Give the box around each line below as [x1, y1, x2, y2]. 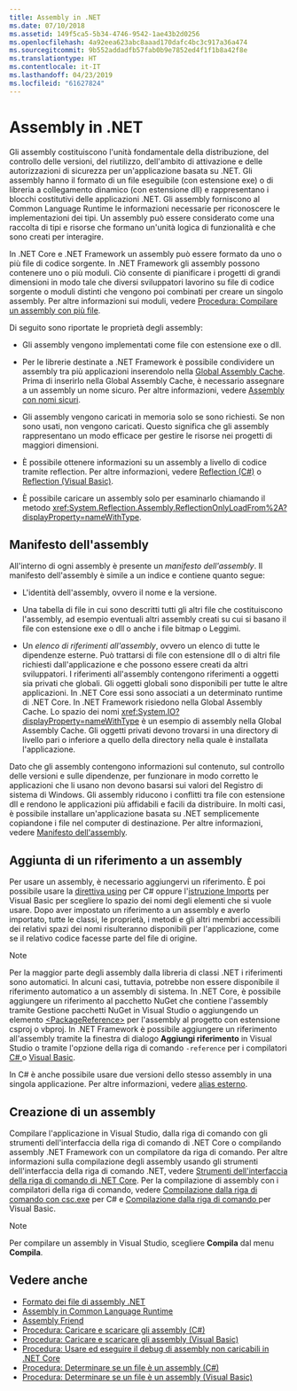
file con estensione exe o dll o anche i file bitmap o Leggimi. [21, 623, 241, 634]
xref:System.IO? [121, 707, 180, 717]
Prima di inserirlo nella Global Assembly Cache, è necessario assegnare [21, 375, 285, 386]
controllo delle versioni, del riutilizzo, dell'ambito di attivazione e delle [9, 156, 263, 167]
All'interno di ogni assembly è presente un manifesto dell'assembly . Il [9, 560, 263, 572]
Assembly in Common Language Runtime [21, 1305, 174, 1317]
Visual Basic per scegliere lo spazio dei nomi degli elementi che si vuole [9, 895, 272, 906]
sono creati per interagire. [9, 231, 105, 242]
